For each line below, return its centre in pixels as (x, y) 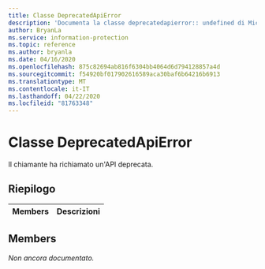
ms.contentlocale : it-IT (49, 89)
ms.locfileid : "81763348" (50, 103)
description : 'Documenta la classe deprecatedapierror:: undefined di (127, 23)
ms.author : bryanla (40, 52)
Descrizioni (78, 211)
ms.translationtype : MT (47, 81)
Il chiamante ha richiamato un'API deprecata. (81, 164)
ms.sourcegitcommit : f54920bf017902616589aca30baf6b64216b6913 (114, 74)
